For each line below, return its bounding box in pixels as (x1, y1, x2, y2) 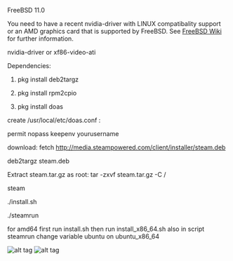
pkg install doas (17, 102, 63, 111)
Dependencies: (7, 62, 51, 69)
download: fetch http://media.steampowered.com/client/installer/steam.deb (7, 143, 226, 152)
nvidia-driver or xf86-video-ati (7, 48, 96, 56)
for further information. (7, 34, 74, 43)
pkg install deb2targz (17, 75, 79, 83)
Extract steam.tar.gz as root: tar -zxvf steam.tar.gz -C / (7, 170, 166, 178)
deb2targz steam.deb (7, 157, 70, 165)
